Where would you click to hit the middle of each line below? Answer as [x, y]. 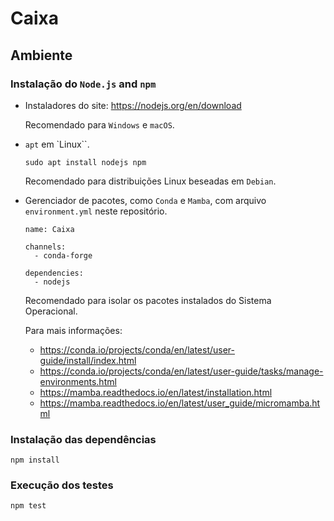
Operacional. [51, 311]
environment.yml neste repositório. [96, 211]
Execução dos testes [62, 485]
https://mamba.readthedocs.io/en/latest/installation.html [156, 392]
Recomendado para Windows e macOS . [99, 124]
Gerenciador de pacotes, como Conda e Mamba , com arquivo [145, 200]
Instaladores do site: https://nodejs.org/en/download [133, 105]
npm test [28, 506]
